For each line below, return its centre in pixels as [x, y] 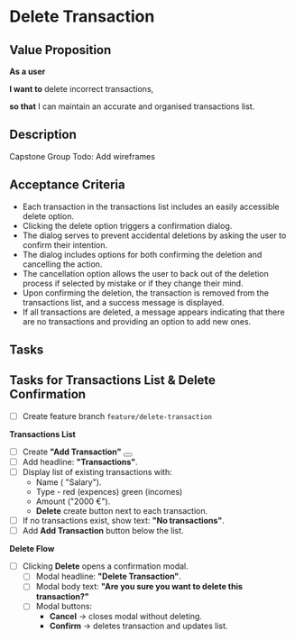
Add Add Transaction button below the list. [103, 531]
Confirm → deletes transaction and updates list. [138, 626]
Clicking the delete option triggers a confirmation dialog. [127, 225]
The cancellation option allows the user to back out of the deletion [145, 273]
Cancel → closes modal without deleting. [126, 617]
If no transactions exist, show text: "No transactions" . [123, 521]
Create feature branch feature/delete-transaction [117, 416]
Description [43, 135]
